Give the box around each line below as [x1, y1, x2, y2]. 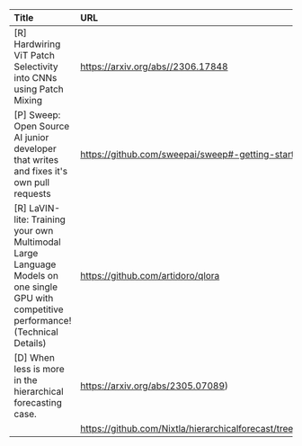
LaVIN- [29, 202, 61, 214]
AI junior [13, 131, 49, 143]
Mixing [13, 94, 43, 106]
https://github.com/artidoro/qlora [80, 270, 220, 281]
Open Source [13, 120, 70, 132]
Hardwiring [13, 38, 61, 50]
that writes [13, 154, 59, 165]
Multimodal [13, 236, 61, 248]
